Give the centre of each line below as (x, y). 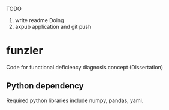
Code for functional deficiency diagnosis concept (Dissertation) (85, 67)
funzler (25, 51)
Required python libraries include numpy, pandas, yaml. (75, 100)
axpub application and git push (53, 27)
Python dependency (45, 86)
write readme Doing (39, 20)
